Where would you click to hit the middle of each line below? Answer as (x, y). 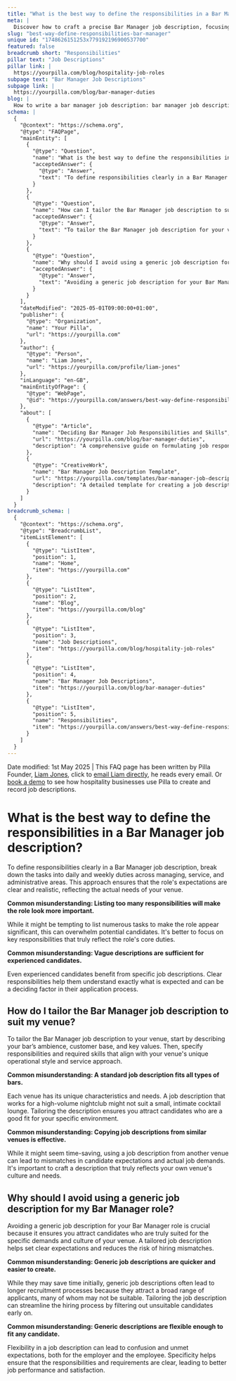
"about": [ (36, 413)
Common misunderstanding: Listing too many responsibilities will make (114, 903)
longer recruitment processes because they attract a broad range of (106, 1291)
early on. (20, 1313)
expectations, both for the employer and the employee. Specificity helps (112, 1355)
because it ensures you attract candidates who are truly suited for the (108, 1233)
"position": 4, (55, 675)
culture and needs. (34, 1175)
